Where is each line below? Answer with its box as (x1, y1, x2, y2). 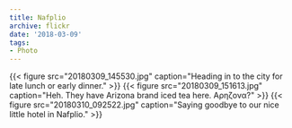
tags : (9, 38, 30, 47)
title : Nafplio (9, 13, 66, 22)
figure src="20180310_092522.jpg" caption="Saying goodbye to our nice (9, 99, 280, 110)
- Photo (9, 47, 39, 55)
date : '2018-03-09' (9, 30, 83, 38)
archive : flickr (9, 21, 70, 30)
